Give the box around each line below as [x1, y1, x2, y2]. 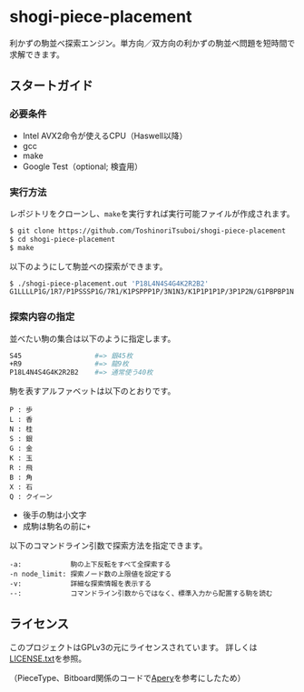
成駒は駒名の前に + [22, 521, 91, 532]
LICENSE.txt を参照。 [9, 653, 87, 665]
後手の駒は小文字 [22, 509, 87, 520]
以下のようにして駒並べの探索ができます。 [9, 261, 168, 272]
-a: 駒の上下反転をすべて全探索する [9, 560, 172, 569]
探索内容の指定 [9, 311, 75, 324]
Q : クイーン [9, 493, 53, 502]
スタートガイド [9, 78, 93, 94]
